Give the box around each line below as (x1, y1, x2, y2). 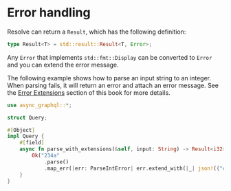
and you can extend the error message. (7, 60, 119, 69)
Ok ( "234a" (32, 153, 60, 159)
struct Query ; (7, 114, 48, 121)
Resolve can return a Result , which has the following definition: (7, 27, 186, 36)
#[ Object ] (7, 126, 36, 133)
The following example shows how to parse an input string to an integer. (7, 74, 212, 82)
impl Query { (7, 133, 45, 140)
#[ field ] (19, 139, 45, 146)
